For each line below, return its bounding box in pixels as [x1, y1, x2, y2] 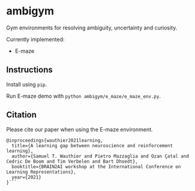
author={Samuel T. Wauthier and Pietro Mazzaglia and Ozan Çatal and [11, 153, 189, 159]
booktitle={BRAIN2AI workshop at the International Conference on [11, 163, 181, 169]
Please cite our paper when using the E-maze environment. [6, 126, 153, 133]
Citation [6, 110, 37, 120]
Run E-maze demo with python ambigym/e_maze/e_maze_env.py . [6, 92, 161, 100]
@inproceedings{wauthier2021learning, [6, 137, 103, 144]
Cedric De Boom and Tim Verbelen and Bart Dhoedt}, [6, 158, 138, 165]
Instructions [6, 65, 53, 75]
